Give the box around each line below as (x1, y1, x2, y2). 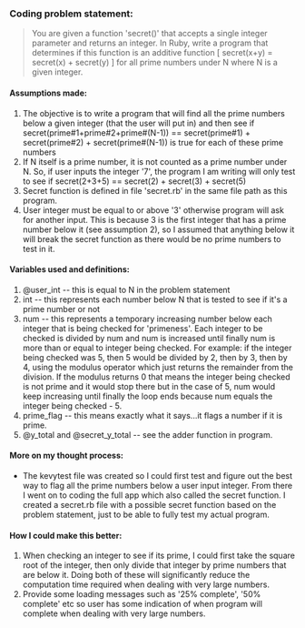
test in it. (22, 243, 55, 254)
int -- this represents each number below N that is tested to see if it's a (22, 294, 288, 305)
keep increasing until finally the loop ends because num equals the (22, 390, 273, 401)
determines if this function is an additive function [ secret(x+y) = (31, 47, 273, 58)
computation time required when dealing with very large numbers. (22, 579, 271, 590)
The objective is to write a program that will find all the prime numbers (22, 107, 286, 118)
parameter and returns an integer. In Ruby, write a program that (31, 37, 269, 48)
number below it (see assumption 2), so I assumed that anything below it (22, 224, 295, 235)
